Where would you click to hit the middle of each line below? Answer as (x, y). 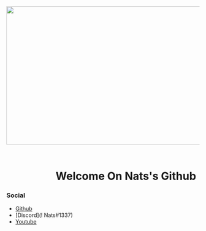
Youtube (26, 221)
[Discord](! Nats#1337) (44, 215)
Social (16, 195)
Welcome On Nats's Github (126, 176)
